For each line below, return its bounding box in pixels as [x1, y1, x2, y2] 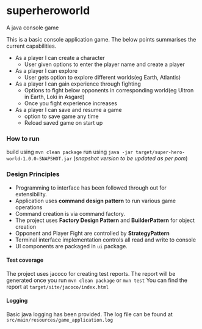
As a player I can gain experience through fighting [15, 80, 142, 87]
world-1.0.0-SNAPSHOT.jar [6, 156, 72, 162]
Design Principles [6, 170, 60, 179]
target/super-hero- [135, 149, 185, 156]
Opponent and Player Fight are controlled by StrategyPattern [15, 229, 170, 237]
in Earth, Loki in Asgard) [24, 93, 85, 100]
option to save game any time [24, 113, 99, 120]
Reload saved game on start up [24, 119, 103, 126]
